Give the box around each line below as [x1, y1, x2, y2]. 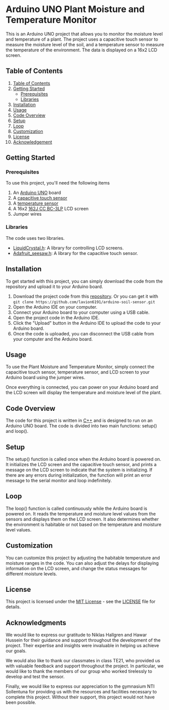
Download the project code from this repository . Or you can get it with [13, 293, 158, 299]
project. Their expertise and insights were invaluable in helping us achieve [6, 643, 159, 649]
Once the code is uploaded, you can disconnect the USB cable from [13, 330, 154, 336]
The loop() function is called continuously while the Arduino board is [6, 505, 147, 511]
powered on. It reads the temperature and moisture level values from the [6, 510, 156, 516]
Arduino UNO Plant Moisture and [6, 4, 145, 15]
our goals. [6, 648, 27, 654]
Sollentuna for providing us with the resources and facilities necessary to [6, 689, 157, 695]
